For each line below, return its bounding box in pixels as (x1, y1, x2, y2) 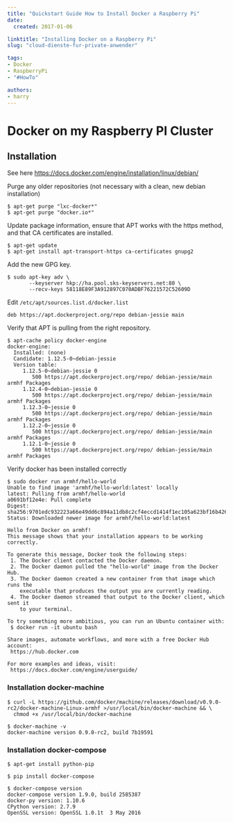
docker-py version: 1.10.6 (7, 797, 85, 804)
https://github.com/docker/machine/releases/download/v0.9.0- (37, 699, 222, 706)
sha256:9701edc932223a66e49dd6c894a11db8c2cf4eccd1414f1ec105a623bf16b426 (7, 508, 228, 516)
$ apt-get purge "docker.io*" (7, 209, 95, 216)
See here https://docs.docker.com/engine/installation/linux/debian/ (7, 169, 199, 177)
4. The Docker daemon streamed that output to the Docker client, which (10, 594, 225, 601)
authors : (7, 86, 33, 94)
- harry (7, 93, 30, 100)
